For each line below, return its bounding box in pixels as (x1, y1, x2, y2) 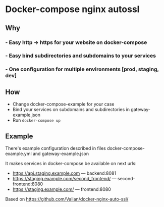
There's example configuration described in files (5, 145, 106, 151)
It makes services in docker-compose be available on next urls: (5, 160, 137, 166)
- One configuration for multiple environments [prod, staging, (5, 66, 159, 73)
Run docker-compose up (12, 117, 61, 123)
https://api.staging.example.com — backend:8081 (12, 170, 117, 176)
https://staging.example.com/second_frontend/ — (12, 175, 117, 181)
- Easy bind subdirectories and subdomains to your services (5, 52, 156, 59)
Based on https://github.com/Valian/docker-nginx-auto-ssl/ (5, 196, 129, 202)
